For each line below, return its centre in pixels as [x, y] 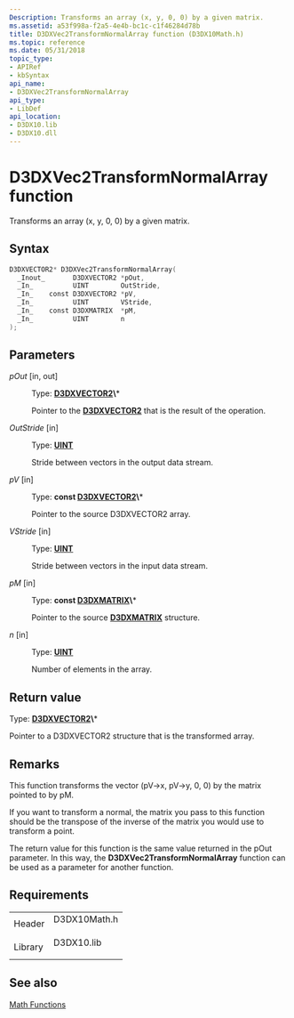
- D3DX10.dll [33, 133]
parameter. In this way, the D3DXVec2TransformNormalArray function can [147, 858]
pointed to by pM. [41, 795]
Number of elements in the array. [92, 669]
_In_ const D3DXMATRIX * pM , [77, 311]
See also [33, 983]
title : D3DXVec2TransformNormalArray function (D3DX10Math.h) [127, 34]
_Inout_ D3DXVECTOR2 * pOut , [81, 278]
